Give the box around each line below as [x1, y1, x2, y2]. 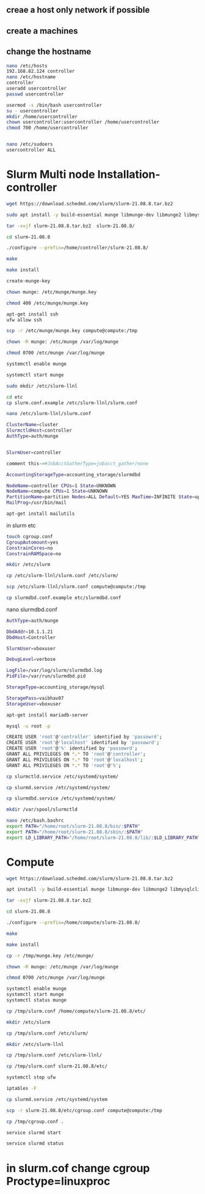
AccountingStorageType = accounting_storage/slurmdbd [6, 471, 140, 477]
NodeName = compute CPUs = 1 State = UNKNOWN [6, 488, 108, 495]
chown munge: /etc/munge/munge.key [6, 289, 97, 295]
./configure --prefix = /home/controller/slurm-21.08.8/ [6, 245, 149, 251]
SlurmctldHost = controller [6, 427, 72, 433]
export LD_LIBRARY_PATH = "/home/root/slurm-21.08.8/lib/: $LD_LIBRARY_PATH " [6, 835, 201, 841]
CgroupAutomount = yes [6, 539, 59, 545]
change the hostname [6, 46, 92, 57]
